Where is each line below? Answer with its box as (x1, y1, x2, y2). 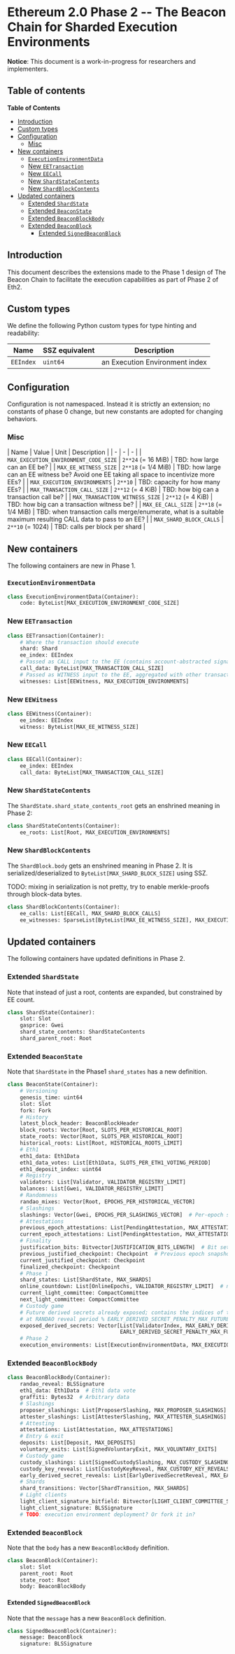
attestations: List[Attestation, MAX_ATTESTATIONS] (20, 1426, 173, 1433)
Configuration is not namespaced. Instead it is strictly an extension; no (7, 400, 211, 409)
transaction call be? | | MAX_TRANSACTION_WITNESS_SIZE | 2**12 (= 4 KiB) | (7, 493, 213, 501)
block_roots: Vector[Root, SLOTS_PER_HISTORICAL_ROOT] (20, 1126, 183, 1134)
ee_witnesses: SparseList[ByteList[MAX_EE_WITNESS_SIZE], (20, 916, 192, 924)
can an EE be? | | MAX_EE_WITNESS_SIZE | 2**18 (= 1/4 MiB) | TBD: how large (7, 463, 222, 472)
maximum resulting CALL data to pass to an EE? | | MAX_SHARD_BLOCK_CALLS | (7, 515, 224, 524)
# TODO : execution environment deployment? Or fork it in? (20, 1511, 196, 1518)
